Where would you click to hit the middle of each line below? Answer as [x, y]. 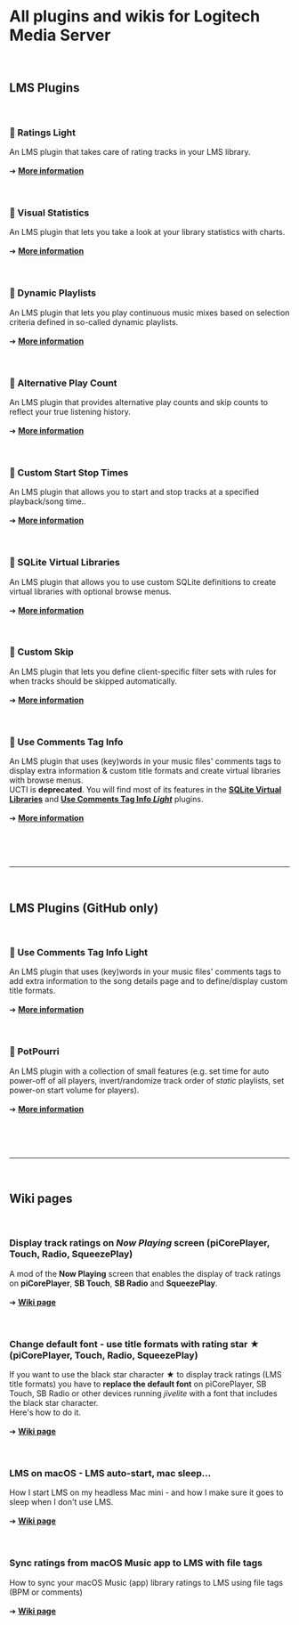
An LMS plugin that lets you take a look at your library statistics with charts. [147, 232]
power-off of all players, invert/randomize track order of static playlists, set [147, 1080]
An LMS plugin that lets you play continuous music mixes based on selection [149, 313]
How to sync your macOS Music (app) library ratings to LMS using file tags [146, 1582]
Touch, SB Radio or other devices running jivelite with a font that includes [143, 1393]
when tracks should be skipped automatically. [93, 681]
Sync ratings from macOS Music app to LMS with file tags [136, 1563]
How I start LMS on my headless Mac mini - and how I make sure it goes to [146, 1492]
